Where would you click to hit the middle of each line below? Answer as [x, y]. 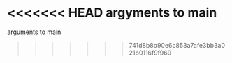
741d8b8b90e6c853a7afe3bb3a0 [177, 45]
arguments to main [34, 32]
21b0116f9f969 [150, 53]
